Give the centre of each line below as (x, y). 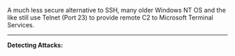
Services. (21, 25)
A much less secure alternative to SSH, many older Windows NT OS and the (116, 10)
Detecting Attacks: (35, 45)
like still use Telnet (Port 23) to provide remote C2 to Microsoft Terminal (110, 17)
